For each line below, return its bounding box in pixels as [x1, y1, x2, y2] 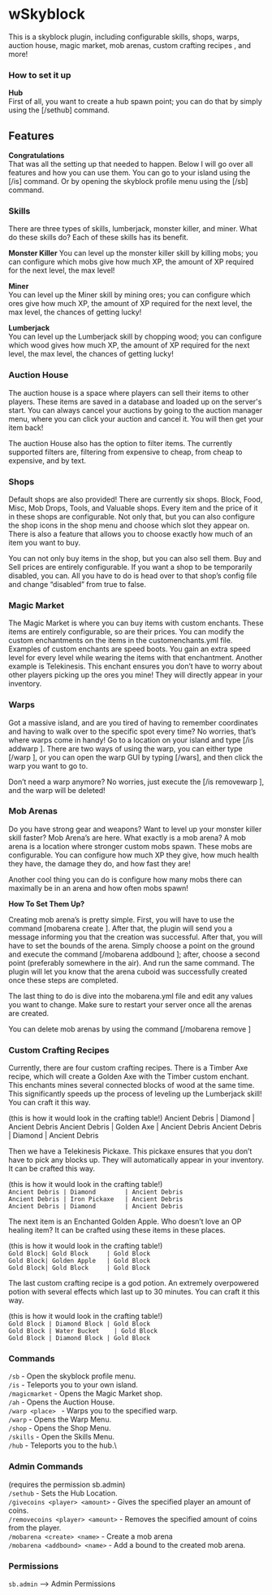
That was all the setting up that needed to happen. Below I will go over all [8, 160, 253, 169]
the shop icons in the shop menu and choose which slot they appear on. [8, 520, 250, 530]
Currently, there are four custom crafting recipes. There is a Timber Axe [8, 1063, 248, 1073]
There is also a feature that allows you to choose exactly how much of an [8, 528, 253, 538]
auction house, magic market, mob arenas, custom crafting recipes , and [8, 40, 252, 50]
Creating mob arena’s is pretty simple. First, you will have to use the [8, 914, 235, 924]
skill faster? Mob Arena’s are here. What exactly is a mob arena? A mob [8, 832, 246, 843]
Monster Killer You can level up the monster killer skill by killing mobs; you [8, 248, 258, 258]
